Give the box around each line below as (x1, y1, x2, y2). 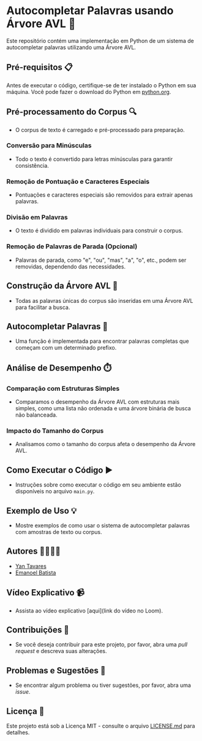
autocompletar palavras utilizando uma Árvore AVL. (6, 44, 137, 51)
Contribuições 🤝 (6, 625, 69, 635)
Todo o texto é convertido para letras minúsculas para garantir (15, 155, 173, 163)
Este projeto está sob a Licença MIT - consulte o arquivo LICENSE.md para (6, 723, 195, 730)
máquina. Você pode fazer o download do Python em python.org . (6, 88, 171, 95)
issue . (15, 688, 31, 696)
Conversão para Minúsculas (6, 141, 92, 150)
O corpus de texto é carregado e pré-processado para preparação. (15, 126, 185, 133)
